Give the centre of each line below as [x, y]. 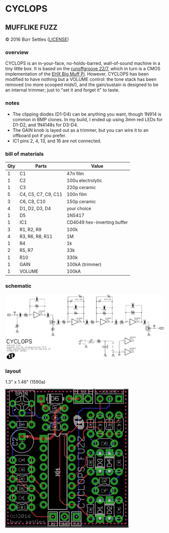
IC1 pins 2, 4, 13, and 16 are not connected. [57, 141]
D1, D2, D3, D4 [35, 208]
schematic [18, 286]
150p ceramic [81, 201]
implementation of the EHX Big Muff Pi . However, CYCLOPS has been [77, 74]
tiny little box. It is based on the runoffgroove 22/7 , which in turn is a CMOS [83, 69]
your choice [79, 208]
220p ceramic [81, 188]
